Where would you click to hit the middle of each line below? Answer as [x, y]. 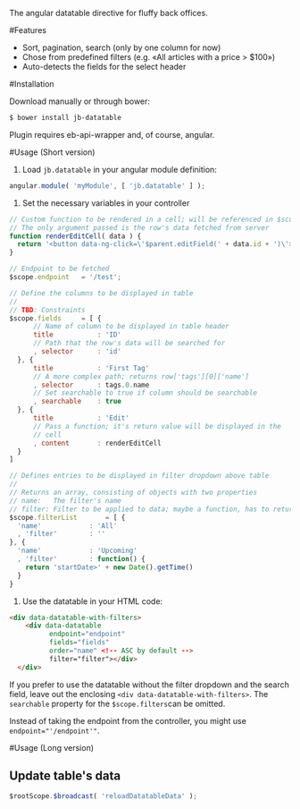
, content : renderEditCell [97, 443]
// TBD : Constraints [48, 310]
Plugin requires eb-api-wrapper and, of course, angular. [112, 134]
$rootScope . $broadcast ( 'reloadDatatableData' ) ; [104, 796]
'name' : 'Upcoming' [78, 551]
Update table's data [65, 776]
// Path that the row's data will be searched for [129, 344]
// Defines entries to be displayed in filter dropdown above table [139, 476]
